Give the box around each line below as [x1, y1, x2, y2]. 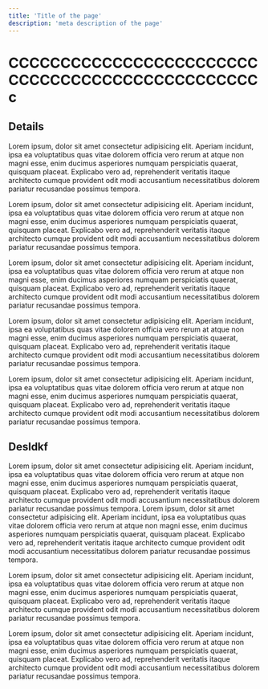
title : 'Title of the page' [8, 11, 103, 20]
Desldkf [8, 439, 48, 454]
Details [8, 120, 44, 133]
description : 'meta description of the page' [8, 19, 163, 27]
